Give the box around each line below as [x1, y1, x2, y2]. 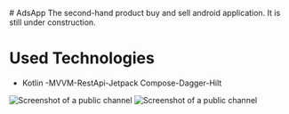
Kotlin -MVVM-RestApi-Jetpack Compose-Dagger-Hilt [21, 77, 222, 88]
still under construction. [9, 17, 96, 28]
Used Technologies [9, 48, 156, 69]
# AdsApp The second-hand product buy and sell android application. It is [9, 8, 281, 18]
